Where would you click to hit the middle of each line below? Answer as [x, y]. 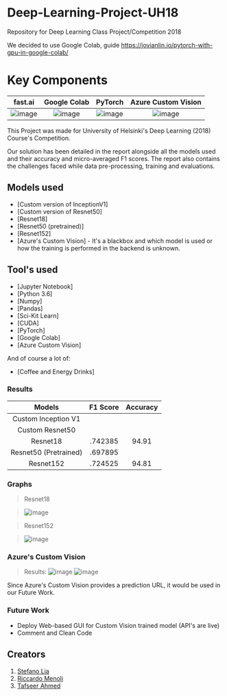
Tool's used [33, 270]
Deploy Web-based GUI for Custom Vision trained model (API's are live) [118, 625]
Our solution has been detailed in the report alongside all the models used [111, 151]
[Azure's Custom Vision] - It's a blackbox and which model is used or [115, 241]
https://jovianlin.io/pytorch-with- [167, 45]
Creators [26, 654]
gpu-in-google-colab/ [38, 52]
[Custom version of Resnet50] [60, 211]
